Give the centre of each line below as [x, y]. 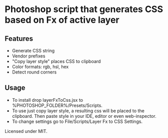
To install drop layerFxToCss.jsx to [48, 100]
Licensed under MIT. [26, 131]
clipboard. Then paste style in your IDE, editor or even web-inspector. [84, 116]
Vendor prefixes [29, 56]
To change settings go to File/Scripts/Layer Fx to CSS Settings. [77, 121]
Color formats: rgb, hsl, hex [40, 67]
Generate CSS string [33, 51]
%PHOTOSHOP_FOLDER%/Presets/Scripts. [57, 105]
